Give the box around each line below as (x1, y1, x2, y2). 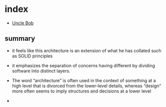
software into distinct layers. (11, 68, 70, 74)
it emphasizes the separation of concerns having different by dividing (11, 62, 155, 68)
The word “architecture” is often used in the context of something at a (11, 77, 156, 83)
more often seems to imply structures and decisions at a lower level (11, 88, 151, 94)
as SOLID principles (11, 53, 53, 59)
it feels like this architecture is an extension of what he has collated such (11, 47, 161, 53)
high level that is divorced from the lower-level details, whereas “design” (11, 83, 161, 89)
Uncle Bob (11, 20, 34, 26)
